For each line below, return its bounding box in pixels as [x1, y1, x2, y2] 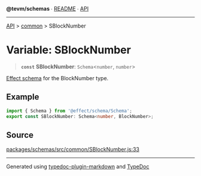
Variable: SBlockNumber [6, 43, 132, 57]
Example [6, 92, 39, 102]
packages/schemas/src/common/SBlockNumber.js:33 [6, 146, 139, 153]
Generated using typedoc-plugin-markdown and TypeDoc [6, 163, 150, 170]
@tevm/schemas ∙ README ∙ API [6, 5, 89, 12]
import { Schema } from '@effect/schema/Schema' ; [6, 108, 133, 114]
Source [6, 130, 34, 140]
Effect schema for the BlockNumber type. [6, 74, 109, 81]
